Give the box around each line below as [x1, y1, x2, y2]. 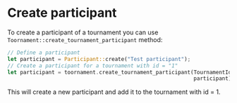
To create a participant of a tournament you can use [7, 28, 159, 36]
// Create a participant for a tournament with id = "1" [7, 62, 178, 69]
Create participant [7, 5, 117, 21]
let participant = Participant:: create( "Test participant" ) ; [7, 55, 191, 62]
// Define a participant [7, 49, 80, 56]
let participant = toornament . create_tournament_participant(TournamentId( [7, 69, 235, 76]
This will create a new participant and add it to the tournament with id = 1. [7, 88, 221, 96]
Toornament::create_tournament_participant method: [7, 35, 163, 43]
